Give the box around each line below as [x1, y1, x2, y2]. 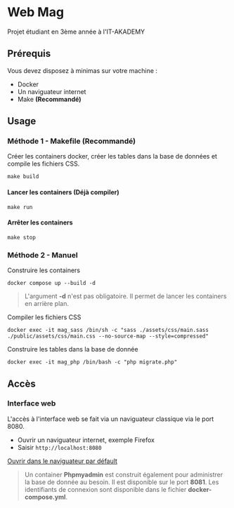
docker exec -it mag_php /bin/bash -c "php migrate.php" [7, 359, 178, 366]
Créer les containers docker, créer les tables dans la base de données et [7, 152, 218, 161]
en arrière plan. [24, 300, 69, 308]
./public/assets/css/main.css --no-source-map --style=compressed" [7, 333, 209, 340]
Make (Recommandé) [17, 95, 82, 103]
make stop [7, 234, 37, 241]
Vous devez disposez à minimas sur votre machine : [7, 66, 158, 74]
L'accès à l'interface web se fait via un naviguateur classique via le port [7, 415, 214, 423]
